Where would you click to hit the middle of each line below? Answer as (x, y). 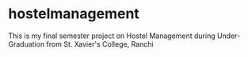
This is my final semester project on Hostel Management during (112, 36)
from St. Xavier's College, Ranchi (100, 44)
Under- (229, 36)
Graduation (27, 44)
